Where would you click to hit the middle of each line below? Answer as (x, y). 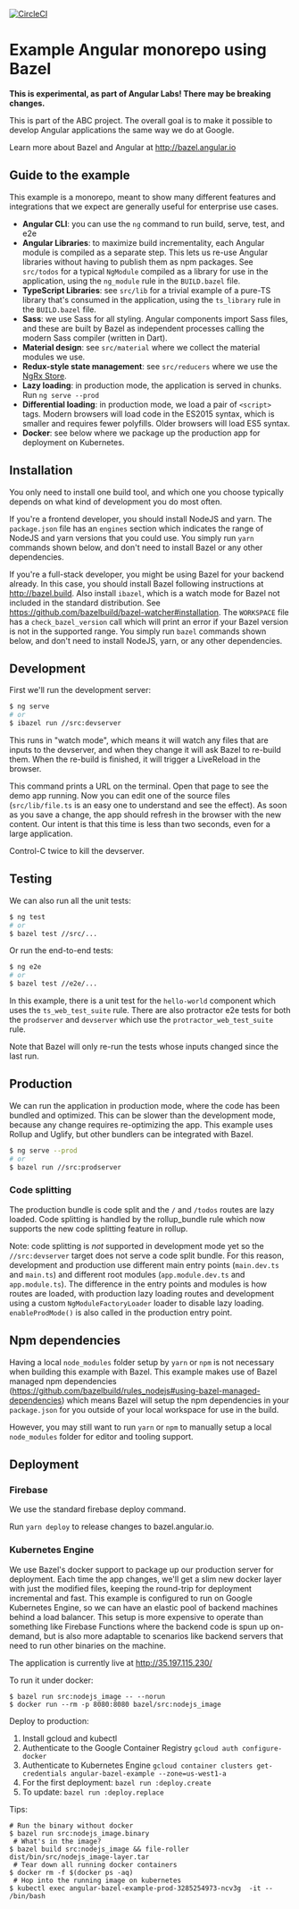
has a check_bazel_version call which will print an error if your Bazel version (149, 621)
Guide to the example (70, 176)
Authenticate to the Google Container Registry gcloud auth (130, 1747)
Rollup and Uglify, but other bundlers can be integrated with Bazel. (132, 1134)
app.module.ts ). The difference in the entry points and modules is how (138, 1284)
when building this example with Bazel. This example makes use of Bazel (143, 1372)
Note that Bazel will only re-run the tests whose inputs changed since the (144, 1047)
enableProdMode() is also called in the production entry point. (121, 1312)
